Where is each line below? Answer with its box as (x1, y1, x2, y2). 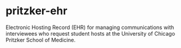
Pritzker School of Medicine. (5, 36, 76, 43)
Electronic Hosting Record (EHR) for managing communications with (5, 24, 174, 31)
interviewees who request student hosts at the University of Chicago (5, 30, 175, 37)
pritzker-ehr (5, 4, 68, 18)
